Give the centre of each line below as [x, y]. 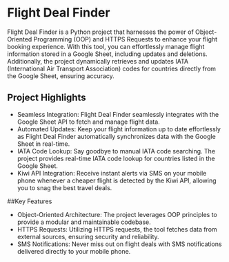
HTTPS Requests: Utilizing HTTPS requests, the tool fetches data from [117, 229]
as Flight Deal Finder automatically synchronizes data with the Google [116, 136]
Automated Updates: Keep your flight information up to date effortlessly [119, 129]
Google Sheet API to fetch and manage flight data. [88, 122]
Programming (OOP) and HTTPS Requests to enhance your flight [126, 39]
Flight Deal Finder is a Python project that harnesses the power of [101, 32]
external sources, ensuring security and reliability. [88, 236]
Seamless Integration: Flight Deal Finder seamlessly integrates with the [118, 114]
